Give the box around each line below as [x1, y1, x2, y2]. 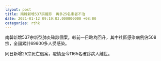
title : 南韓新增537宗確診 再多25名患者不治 [5, 12, 86, 16]
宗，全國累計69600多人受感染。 [5, 41, 69, 46]
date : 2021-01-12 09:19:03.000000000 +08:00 [5, 16, 97, 21]
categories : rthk [5, 20, 40, 26]
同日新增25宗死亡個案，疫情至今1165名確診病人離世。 [5, 51, 113, 57]
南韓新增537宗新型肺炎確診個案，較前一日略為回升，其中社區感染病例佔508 [5, 34, 157, 40]
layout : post [5, 7, 32, 12]
